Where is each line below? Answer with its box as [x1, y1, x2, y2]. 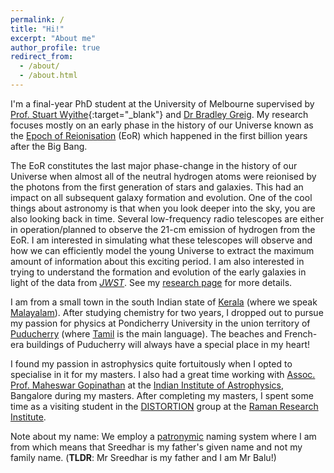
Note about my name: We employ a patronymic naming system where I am [10, 430, 317, 442]
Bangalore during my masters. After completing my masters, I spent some [10, 389, 314, 401]
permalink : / [10, 14, 65, 25]
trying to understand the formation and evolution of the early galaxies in [10, 266, 307, 278]
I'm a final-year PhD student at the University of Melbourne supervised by [10, 97, 315, 110]
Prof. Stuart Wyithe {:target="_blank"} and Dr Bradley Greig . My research [10, 108, 309, 120]
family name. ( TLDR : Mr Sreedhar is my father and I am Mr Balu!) [10, 451, 277, 463]
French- [284, 327, 318, 340]
